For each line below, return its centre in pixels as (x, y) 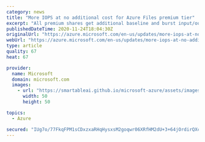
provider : (19, 68)
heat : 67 (17, 57)
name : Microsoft (32, 73)
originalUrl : (23, 35)
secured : (17, 129)
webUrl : (16, 40)
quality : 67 (21, 52)
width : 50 (35, 96)
